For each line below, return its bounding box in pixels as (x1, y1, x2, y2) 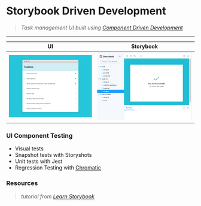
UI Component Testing (6, 131, 73, 140)
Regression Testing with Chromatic (14, 164, 102, 171)
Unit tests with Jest (14, 157, 63, 165)
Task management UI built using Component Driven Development (20, 24, 184, 31)
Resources (6, 179, 38, 187)
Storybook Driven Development (6, 4, 166, 18)
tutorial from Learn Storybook (20, 193, 95, 200)
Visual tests (14, 145, 44, 152)
